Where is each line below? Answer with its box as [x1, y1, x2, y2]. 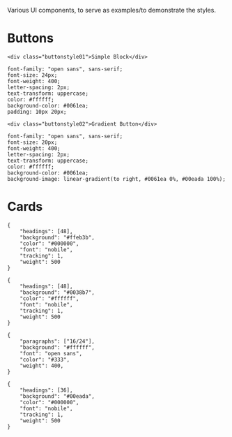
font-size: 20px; [7, 139, 58, 146]
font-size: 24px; [7, 71, 58, 79]
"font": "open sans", [20, 350, 82, 357]
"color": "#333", [20, 356, 70, 363]
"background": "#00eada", [20, 392, 95, 400]
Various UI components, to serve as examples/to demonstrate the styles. [7, 6, 216, 14]
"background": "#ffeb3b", [20, 234, 95, 241]
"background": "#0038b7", [20, 289, 95, 296]
